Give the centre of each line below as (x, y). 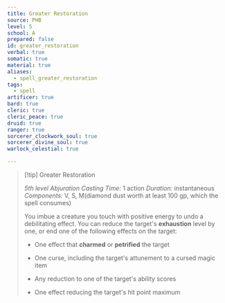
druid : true (24, 123)
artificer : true (30, 98)
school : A (21, 33)
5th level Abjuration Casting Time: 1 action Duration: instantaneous (119, 188)
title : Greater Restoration (48, 14)
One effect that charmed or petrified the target (102, 244)
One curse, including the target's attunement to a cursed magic (125, 258)
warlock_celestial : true (43, 149)
